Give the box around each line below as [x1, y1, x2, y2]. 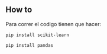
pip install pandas [5, 42, 54, 48]
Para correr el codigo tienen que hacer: [5, 20, 102, 27]
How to [5, 5, 33, 15]
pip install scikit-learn [5, 32, 69, 38]
